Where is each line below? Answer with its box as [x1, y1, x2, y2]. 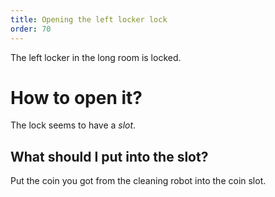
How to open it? [10, 86, 143, 109]
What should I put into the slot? [10, 148, 209, 165]
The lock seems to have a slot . [10, 119, 137, 131]
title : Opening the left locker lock [10, 14, 168, 25]
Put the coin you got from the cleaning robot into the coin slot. [10, 175, 267, 187]
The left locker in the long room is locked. [10, 51, 182, 63]
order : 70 [10, 24, 52, 34]
